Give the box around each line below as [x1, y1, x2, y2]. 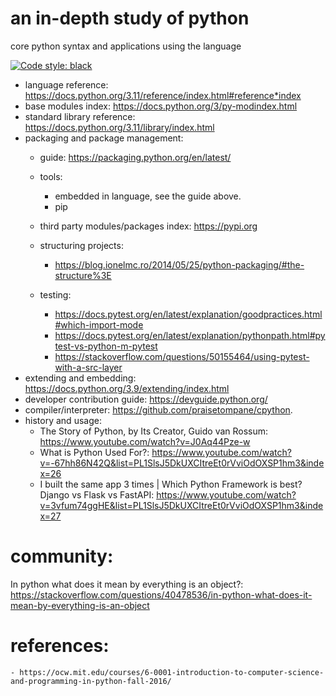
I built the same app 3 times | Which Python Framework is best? [39, 478, 303, 490]
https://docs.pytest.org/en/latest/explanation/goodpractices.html [54, 308, 323, 320]
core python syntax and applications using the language [10, 40, 242, 52]
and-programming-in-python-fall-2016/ [10, 676, 172, 686]
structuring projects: [39, 239, 124, 251]
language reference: [24, 78, 109, 91]
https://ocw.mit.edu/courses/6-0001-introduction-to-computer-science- [19, 667, 325, 677]
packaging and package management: [24, 132, 184, 144]
